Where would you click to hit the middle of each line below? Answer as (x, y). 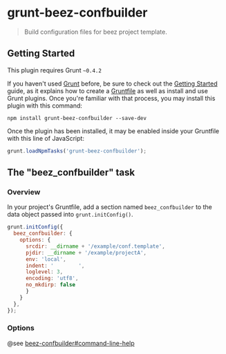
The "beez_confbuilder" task (71, 173)
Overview (24, 192)
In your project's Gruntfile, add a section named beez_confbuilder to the (110, 207)
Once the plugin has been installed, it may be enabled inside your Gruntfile (113, 131)
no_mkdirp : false (50, 285)
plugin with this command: (45, 106)
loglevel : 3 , (44, 272)
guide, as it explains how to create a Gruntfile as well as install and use (108, 90)
